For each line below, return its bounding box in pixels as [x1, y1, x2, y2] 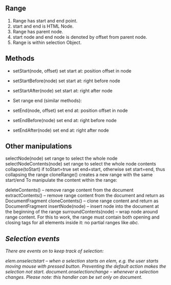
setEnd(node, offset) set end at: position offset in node [12, 107, 128, 113]
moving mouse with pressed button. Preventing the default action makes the [5, 263, 166, 270]
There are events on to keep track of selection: [5, 248, 104, 254]
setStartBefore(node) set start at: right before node [12, 78, 120, 84]
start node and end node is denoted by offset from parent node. [12, 34, 148, 40]
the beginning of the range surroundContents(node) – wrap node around [5, 209, 158, 215]
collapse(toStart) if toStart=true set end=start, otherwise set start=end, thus [5, 166, 165, 173]
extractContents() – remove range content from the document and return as [5, 193, 165, 199]
